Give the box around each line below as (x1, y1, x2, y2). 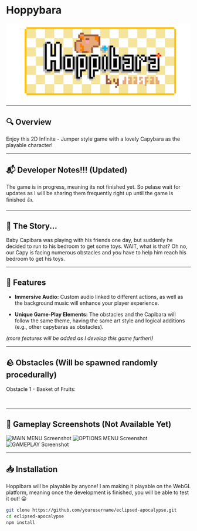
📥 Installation (6, 464, 58, 474)
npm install (6, 519, 35, 525)
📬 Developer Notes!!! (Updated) (6, 165, 128, 175)
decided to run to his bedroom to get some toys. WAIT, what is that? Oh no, (6, 243, 188, 250)
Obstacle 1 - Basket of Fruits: (6, 385, 76, 393)
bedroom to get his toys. (6, 255, 66, 262)
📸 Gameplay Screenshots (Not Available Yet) (6, 419, 172, 429)
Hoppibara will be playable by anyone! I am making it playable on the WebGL (6, 483, 191, 490)
